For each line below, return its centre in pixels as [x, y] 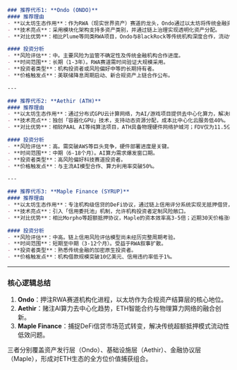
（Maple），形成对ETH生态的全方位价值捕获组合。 [80, 359]
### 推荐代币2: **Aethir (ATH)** [54, 101]
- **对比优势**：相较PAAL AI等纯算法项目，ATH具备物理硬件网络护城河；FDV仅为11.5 [117, 127]
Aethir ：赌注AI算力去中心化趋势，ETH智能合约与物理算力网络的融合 [116, 309]
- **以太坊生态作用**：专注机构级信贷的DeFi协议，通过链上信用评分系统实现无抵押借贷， [120, 205]
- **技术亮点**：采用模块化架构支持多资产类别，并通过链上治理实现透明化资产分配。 [114, 30]
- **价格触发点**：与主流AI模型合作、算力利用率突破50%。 [83, 166]
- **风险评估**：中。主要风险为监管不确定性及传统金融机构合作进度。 [96, 56]
